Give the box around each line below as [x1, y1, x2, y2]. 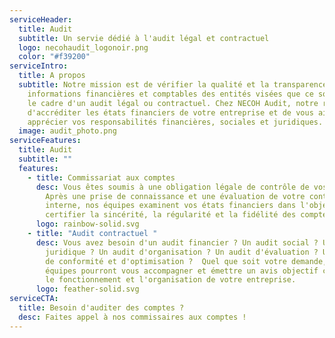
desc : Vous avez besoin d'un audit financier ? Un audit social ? [35, 237, 319, 248]
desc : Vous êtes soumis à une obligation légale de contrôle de [35, 182, 310, 192]
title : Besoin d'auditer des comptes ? [18, 303, 185, 313]
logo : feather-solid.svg [35, 284, 140, 295]
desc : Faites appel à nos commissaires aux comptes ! [18, 312, 247, 322]
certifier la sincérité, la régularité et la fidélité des [45, 210, 297, 220]
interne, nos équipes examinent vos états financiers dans [45, 201, 297, 211]
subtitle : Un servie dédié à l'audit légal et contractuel [18, 33, 270, 43]
